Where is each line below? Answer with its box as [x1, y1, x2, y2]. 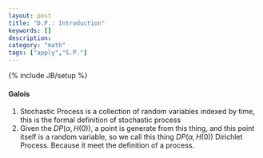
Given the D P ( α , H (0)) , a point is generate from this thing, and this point [19, 124, 255, 133]
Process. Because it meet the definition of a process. [19, 140, 194, 150]
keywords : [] [8, 26, 52, 34]
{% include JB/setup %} [8, 71, 88, 80]
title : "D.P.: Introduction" [8, 19, 106, 27]
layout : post [8, 11, 52, 20]
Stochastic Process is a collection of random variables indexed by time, [19, 107, 256, 117]
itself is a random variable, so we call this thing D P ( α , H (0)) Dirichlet [19, 132, 243, 142]
